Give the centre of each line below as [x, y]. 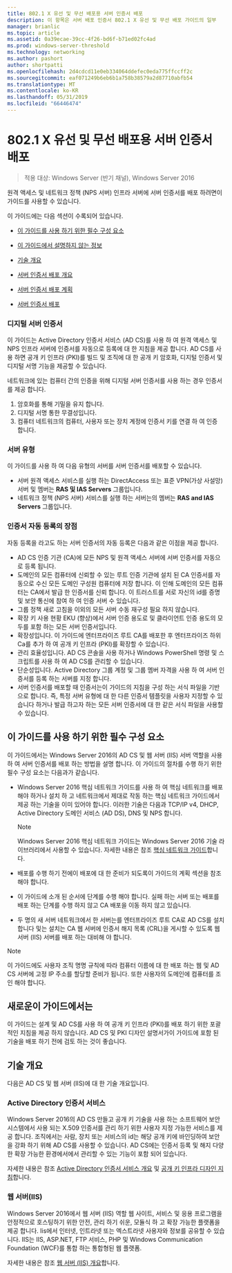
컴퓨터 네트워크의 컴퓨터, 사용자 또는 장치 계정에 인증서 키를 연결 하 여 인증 [117, 421]
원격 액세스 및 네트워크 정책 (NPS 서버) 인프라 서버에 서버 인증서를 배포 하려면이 [115, 192]
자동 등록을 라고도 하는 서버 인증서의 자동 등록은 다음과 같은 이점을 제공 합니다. [113, 542]
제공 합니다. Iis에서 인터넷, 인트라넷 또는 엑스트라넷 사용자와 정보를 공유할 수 [110, 1230]
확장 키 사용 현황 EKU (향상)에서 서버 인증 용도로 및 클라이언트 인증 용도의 [116, 618]
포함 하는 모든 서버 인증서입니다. [74, 626]
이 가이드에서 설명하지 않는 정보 [59, 245]
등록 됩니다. [40, 566]
